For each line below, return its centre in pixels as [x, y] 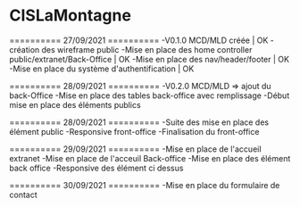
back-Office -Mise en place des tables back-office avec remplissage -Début [150, 95]
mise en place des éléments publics [75, 104]
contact [23, 195]
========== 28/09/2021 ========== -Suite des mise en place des [139, 122]
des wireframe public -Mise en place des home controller [147, 49]
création [25, 49]
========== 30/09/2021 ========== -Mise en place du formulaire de [145, 185]
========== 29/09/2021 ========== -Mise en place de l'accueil [135, 149]
